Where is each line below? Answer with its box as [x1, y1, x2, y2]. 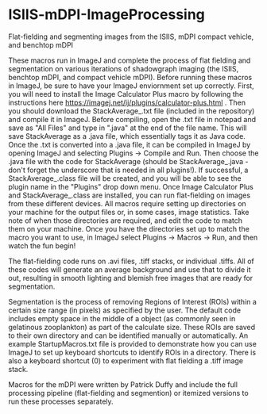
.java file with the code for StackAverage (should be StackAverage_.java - [8, 156, 249, 166]
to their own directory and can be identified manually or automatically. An [8, 331, 249, 340]
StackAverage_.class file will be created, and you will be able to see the [8, 173, 242, 183]
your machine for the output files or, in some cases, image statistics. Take [8, 207, 250, 217]
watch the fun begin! [8, 240, 76, 251]
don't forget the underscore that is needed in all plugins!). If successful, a [8, 165, 249, 174]
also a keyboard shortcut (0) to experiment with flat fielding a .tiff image [8, 355, 244, 366]
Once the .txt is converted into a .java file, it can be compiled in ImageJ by [8, 140, 251, 149]
